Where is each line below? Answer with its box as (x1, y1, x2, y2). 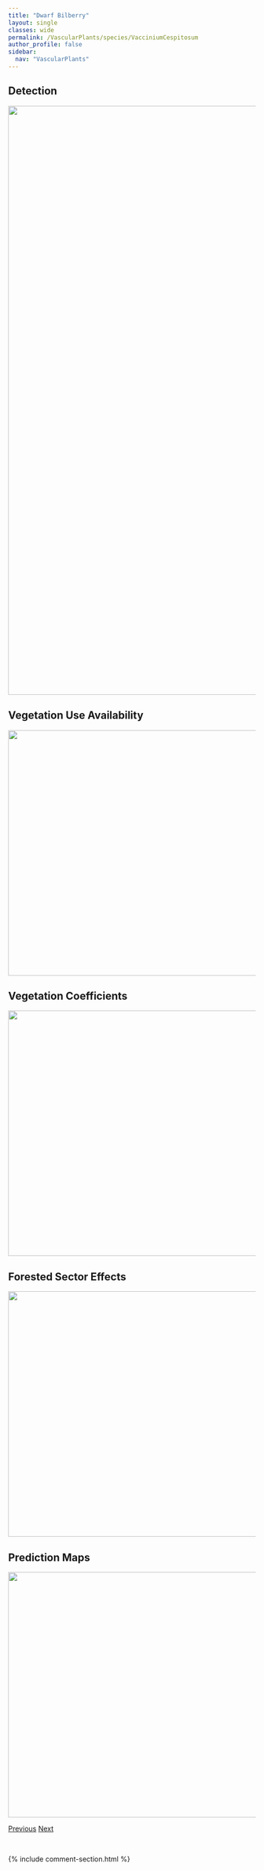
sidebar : (8, 48, 37, 56)
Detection (8, 84, 57, 98)
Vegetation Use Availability (8, 708, 144, 723)
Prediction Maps (8, 1550, 90, 1564)
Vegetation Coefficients (8, 989, 128, 1002)
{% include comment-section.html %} (8, 1854, 131, 1864)
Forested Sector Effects (8, 1270, 126, 1283)
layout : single (8, 19, 58, 27)
